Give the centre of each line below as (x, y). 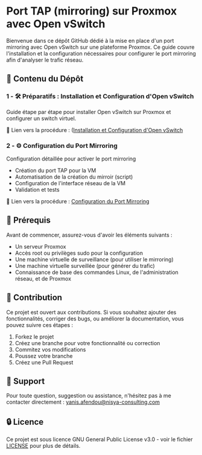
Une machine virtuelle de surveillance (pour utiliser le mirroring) (94, 259)
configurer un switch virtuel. (41, 118)
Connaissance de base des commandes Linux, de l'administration (97, 272)
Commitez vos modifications (50, 349)
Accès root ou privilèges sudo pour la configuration (79, 253)
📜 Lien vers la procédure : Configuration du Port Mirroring (78, 201)
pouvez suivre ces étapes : (40, 325)
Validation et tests (37, 189)
